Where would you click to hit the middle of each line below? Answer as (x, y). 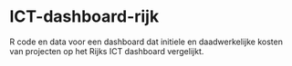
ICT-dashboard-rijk (84, 17)
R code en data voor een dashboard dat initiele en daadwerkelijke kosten (146, 42)
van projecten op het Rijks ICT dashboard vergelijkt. (107, 51)
